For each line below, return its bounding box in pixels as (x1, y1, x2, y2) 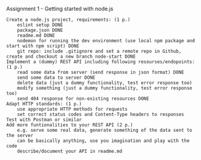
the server (6, 132, 34, 138)
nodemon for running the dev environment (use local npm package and (17, 38, 196, 44)
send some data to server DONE (17, 75, 96, 81)
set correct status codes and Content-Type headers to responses (17, 111, 185, 117)
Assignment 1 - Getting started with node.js (6, 5, 114, 12)
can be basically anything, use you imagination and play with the (17, 138, 190, 144)
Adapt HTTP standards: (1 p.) (6, 101, 82, 107)
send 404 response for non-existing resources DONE (17, 96, 149, 102)
